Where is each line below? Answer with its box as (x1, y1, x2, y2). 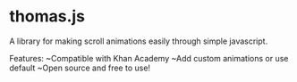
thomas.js (9, 6, 86, 27)
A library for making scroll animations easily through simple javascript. (9, 36, 268, 46)
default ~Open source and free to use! (9, 62, 150, 73)
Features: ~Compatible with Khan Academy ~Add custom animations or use (9, 53, 289, 63)
